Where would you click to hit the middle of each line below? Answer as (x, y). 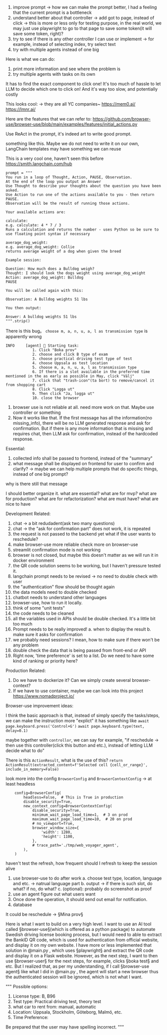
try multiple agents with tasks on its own (54, 74)
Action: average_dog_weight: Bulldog (45, 277)
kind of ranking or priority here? (45, 661)
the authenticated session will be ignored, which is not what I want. (74, 977)
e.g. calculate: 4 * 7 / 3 (33, 225)
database (22, 905)
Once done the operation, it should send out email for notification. (80, 899)
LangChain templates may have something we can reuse (63, 149)
